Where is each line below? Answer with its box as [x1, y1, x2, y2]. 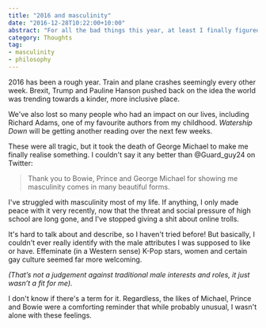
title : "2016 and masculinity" [8, 11, 112, 20]
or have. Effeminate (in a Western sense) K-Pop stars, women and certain [8, 246, 248, 255]
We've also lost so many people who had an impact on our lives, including [8, 109, 249, 119]
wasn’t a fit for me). [8, 278, 73, 288]
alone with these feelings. [8, 310, 93, 320]
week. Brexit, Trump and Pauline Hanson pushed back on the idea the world [8, 85, 256, 95]
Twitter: [8, 158, 33, 168]
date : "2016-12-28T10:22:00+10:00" [8, 19, 126, 27]
